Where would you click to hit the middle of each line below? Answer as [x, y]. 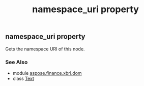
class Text [23, 78]
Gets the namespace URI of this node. [45, 49]
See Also [17, 62]
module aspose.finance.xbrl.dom [47, 73]
